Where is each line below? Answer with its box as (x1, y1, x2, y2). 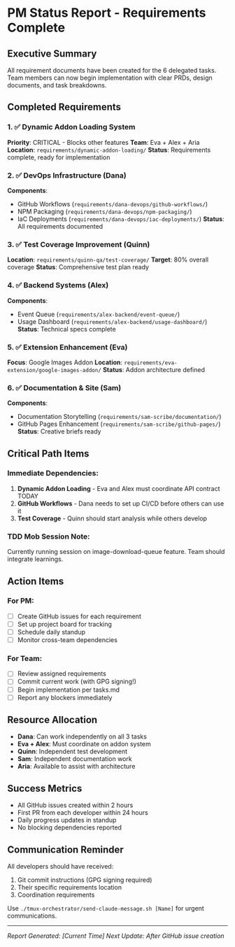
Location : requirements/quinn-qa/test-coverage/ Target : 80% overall (7, 255, 208, 264)
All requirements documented (17, 222, 104, 230)
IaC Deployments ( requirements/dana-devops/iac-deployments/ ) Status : (17, 215, 225, 223)
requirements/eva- (124, 359, 178, 366)
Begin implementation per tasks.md (17, 685, 120, 694)
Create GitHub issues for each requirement (17, 612, 141, 620)
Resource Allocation (7, 714, 98, 726)
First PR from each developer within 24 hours (17, 809, 148, 817)
